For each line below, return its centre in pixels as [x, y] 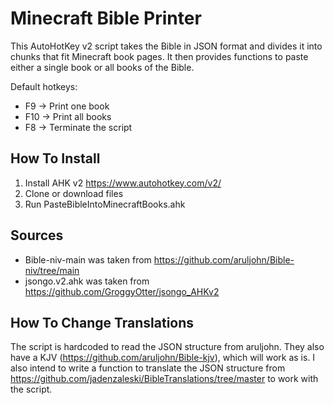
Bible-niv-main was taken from [88, 259]
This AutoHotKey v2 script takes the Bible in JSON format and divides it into [166, 46]
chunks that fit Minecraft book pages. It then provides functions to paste [159, 56]
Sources [37, 235]
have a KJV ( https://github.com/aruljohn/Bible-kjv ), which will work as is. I [163, 358]
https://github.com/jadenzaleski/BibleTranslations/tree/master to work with [164, 379]
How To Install [55, 158]
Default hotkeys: [44, 86]
